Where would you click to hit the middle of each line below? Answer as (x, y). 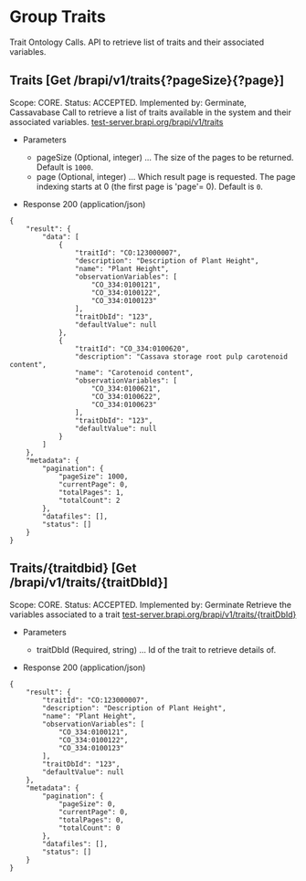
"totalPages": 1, (91, 492)
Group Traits (58, 17)
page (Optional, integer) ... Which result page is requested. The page (166, 176)
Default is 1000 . (65, 167)
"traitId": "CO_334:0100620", (132, 349)
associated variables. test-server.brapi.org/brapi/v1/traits (116, 121)
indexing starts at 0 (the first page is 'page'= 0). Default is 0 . (149, 186)
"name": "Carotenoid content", (134, 372)
